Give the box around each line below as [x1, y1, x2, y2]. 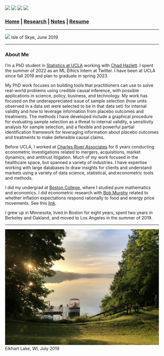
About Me [5, 51, 29, 58]
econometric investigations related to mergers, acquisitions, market [5, 149, 141, 155]
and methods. [5, 175, 33, 181]
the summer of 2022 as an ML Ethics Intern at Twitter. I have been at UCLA [5, 68, 156, 73]
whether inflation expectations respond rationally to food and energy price [5, 195, 155, 201]
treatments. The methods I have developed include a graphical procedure [5, 113, 153, 119]
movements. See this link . [5, 200, 57, 206]
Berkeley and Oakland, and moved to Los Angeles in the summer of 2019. [5, 214, 153, 220]
